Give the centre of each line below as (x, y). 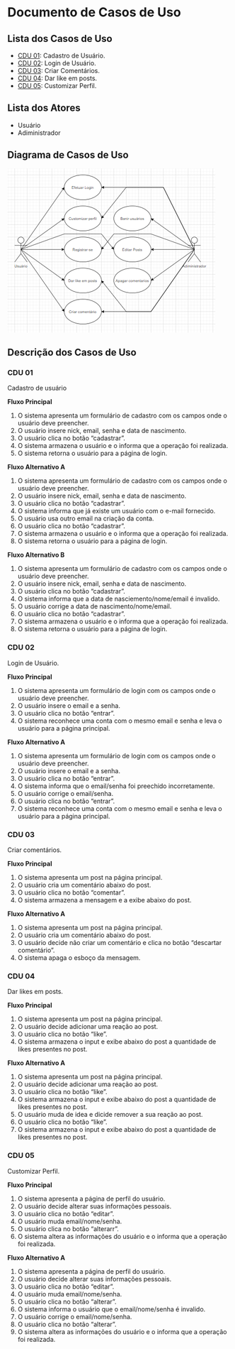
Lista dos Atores (44, 108)
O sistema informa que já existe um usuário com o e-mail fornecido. (116, 511)
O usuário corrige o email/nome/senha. (75, 1316)
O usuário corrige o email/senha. (65, 793)
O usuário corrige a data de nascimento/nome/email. (94, 606)
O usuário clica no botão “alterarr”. (68, 1228)
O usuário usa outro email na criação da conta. (86, 518)
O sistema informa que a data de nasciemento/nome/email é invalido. (119, 599)
